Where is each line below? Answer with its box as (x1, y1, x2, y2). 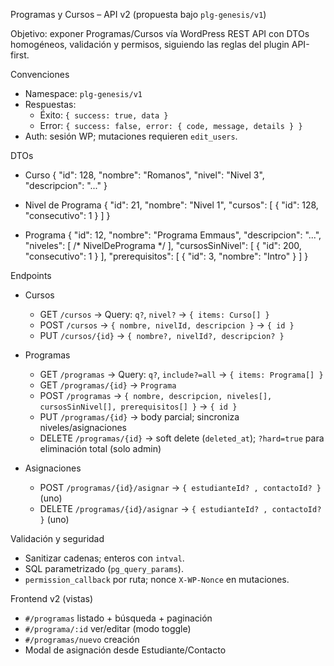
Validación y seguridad (10, 533, 105, 544)
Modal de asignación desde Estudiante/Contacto (24, 644, 227, 656)
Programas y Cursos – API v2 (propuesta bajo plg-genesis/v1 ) (10, 9, 267, 20)
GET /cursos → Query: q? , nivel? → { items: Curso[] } (39, 309, 270, 320)
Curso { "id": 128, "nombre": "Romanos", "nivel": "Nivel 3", (24, 169, 265, 181)
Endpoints (10, 270, 52, 281)
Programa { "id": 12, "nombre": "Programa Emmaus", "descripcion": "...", (24, 229, 322, 241)
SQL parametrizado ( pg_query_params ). (24, 563, 184, 574)
